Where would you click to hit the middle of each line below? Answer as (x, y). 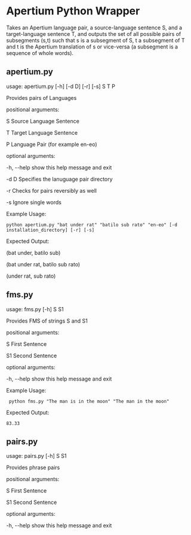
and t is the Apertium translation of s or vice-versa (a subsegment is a (92, 47)
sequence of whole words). (40, 53)
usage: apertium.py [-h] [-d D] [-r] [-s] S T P (61, 86)
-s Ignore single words (34, 202)
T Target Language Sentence (42, 132)
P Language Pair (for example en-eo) (52, 144)
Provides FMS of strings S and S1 (47, 321)
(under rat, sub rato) (31, 276)
